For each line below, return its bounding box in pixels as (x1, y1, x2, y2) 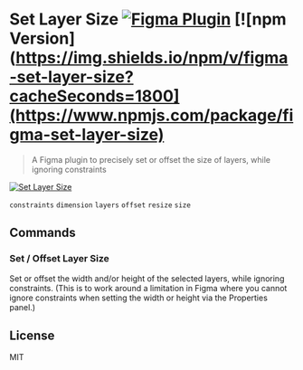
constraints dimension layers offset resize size (9, 200, 192, 210)
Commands (9, 225, 77, 241)
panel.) (9, 301, 36, 312)
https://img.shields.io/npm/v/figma (15, 48, 289, 68)
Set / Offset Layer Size (9, 252, 110, 265)
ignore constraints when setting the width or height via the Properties (9, 292, 269, 303)
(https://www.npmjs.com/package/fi (9, 105, 294, 126)
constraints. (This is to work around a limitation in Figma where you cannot (9, 282, 288, 293)
